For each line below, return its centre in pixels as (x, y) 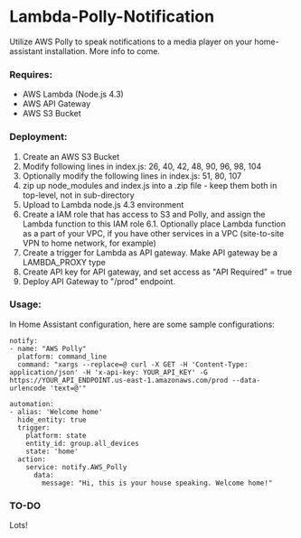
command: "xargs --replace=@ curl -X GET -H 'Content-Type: (133, 364)
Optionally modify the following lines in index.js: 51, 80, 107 (132, 176)
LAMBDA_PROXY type (64, 262)
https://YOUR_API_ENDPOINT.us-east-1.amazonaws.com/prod (119, 380)
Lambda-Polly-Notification (112, 17)
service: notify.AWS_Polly (76, 467)
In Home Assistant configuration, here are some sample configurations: (142, 324)
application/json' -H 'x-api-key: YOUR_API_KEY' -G (108, 372)
